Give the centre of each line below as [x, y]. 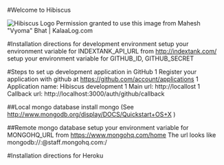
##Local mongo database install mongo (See [70, 107]
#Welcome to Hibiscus [39, 10]
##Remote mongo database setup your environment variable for [98, 128]
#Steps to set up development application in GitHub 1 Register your [102, 72]
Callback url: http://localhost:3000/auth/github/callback [86, 93]
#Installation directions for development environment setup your [98, 44]
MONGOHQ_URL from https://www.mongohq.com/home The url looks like [112, 135]
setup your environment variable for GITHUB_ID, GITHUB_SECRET [101, 58]
